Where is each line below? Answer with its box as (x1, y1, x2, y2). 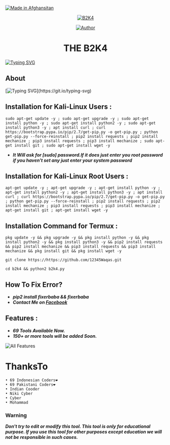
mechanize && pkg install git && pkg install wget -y (5, 249, 122, 254)
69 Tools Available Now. (12, 327, 65, 334)
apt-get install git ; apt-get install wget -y (5, 208, 108, 213)
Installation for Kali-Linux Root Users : (5, 171, 129, 181)
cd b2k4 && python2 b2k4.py (5, 266, 65, 271)
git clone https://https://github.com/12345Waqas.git (5, 258, 122, 263)
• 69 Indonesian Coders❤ (5, 378, 58, 383)
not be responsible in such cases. (5, 434, 78, 440)
